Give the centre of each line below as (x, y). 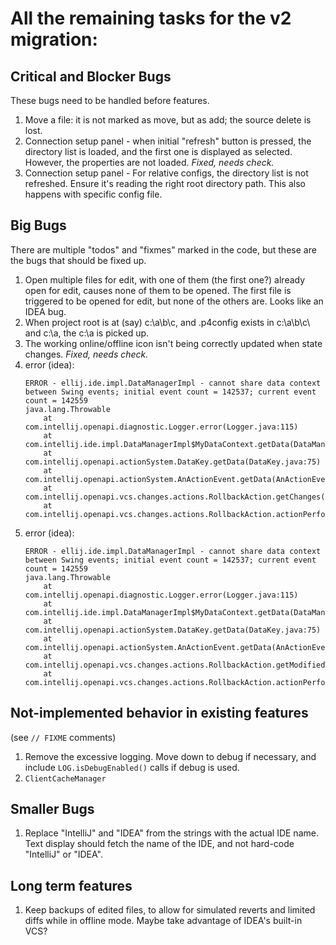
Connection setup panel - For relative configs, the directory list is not (166, 173)
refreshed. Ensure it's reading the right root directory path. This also (165, 183)
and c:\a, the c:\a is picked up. (87, 333)
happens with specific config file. (93, 194)
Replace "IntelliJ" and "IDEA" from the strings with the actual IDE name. (171, 833)
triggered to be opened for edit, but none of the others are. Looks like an (174, 301)
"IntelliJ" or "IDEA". (63, 854)
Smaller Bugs (52, 809)
